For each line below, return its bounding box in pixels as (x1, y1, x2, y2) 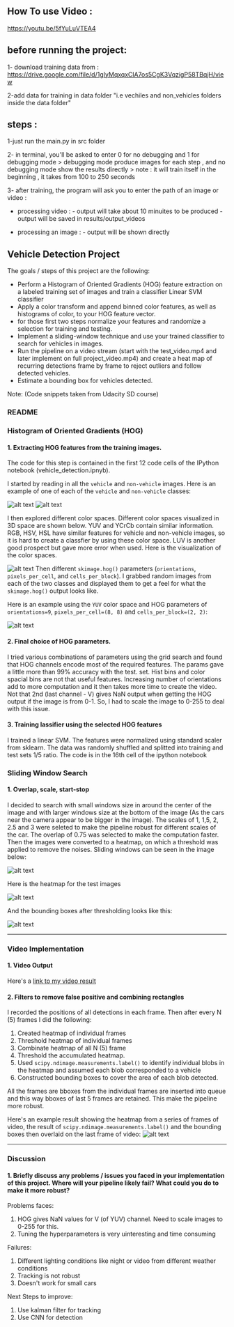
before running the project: (7, 45, 127, 56)
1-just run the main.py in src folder (7, 137, 106, 146)
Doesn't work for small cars (17, 1279, 97, 1287)
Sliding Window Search (7, 768, 88, 777)
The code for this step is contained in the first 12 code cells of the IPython (7, 459, 219, 467)
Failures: (7, 1243, 32, 1252)
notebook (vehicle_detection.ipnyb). (7, 466, 111, 474)
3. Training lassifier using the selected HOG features (7, 720, 162, 729)
